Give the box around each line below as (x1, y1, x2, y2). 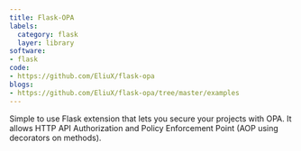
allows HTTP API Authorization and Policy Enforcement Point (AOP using (9, 122, 279, 133)
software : (9, 47, 47, 56)
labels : (9, 22, 39, 31)
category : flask (17, 30, 78, 39)
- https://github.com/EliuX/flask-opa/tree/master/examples (9, 88, 241, 97)
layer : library (17, 38, 75, 48)
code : (9, 64, 30, 73)
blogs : (9, 80, 34, 89)
